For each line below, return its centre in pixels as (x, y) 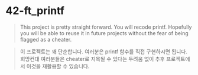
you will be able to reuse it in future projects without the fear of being (104, 33)
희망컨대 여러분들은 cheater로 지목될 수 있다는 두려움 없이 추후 (92, 59)
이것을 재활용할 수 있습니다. (58, 66)
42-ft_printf (35, 11)
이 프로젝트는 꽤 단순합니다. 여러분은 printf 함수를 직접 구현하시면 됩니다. (103, 52)
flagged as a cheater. (46, 39)
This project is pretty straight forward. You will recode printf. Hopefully (106, 27)
